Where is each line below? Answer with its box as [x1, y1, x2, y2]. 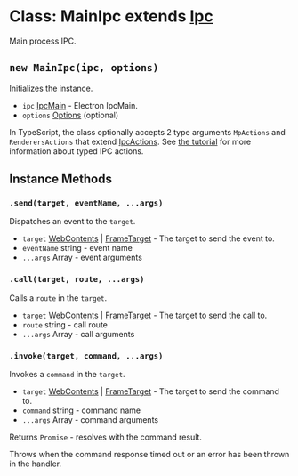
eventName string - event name [21, 243, 133, 254]
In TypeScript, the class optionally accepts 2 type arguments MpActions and [9, 126, 286, 137]
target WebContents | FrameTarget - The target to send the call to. [21, 310, 268, 320]
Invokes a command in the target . [9, 369, 126, 380]
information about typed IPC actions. [9, 145, 144, 157]
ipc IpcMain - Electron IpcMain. [21, 100, 138, 110]
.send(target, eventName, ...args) [9, 198, 164, 208]
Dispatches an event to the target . [9, 216, 136, 227]
